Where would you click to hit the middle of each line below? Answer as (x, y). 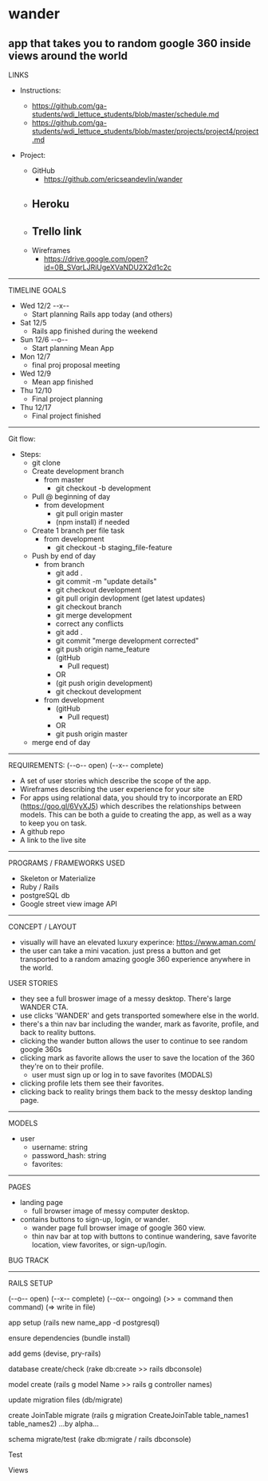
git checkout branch (89, 607)
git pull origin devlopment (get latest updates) (130, 598)
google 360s (41, 1050)
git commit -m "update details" (106, 581)
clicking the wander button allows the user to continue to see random (134, 1041)
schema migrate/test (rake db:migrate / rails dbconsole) (100, 1440)
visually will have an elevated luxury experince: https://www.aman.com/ (138, 943)
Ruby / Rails (39, 887)
